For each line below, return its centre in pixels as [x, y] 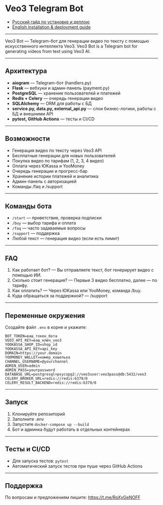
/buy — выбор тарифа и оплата [44, 223]
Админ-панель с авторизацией [44, 181]
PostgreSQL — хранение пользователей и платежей [66, 93]
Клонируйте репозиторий [39, 414]
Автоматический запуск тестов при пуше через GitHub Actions [77, 466]
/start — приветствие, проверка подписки [57, 218]
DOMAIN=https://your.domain [33, 353]
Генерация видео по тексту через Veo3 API [57, 150]
